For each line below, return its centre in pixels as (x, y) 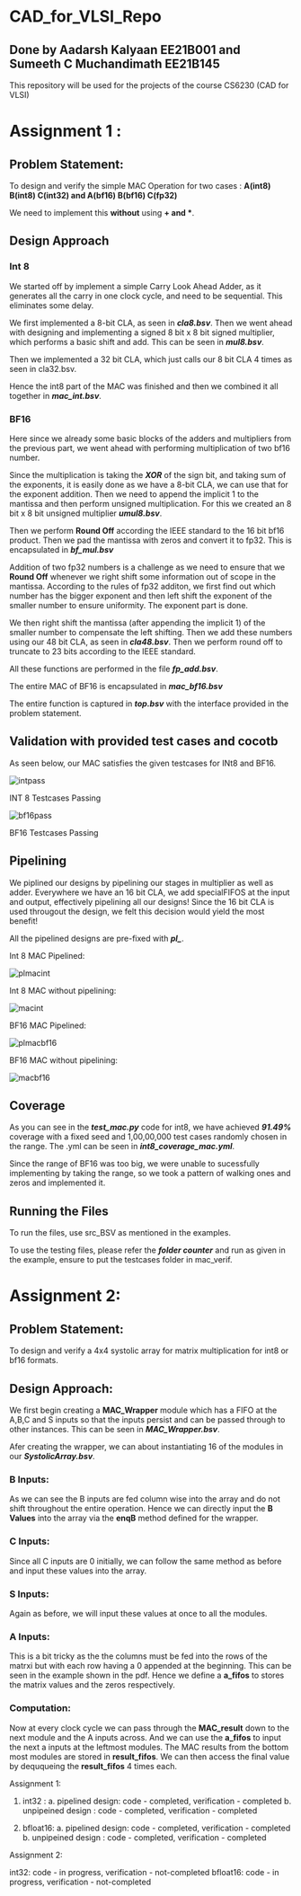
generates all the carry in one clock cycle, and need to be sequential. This (146, 296)
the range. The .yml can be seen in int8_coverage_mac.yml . (122, 1147)
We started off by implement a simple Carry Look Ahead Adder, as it (136, 286)
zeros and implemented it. (58, 1183)
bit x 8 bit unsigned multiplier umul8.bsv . (86, 513)
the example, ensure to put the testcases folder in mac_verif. (121, 1260)
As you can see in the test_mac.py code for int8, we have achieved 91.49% (150, 1127)
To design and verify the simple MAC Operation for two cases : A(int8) (140, 186)
